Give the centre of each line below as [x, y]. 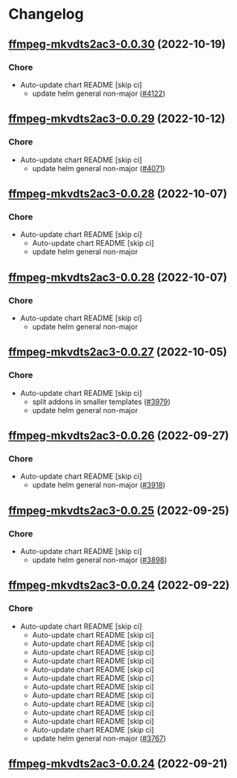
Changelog [46, 14]
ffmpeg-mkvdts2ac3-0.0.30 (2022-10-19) [117, 44]
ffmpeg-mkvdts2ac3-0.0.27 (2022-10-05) [118, 352]
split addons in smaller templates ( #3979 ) [102, 402]
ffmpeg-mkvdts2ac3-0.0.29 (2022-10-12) [117, 119]
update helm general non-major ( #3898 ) [99, 560]
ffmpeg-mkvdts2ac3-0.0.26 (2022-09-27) [119, 436]
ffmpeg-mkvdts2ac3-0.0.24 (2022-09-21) [118, 764]
